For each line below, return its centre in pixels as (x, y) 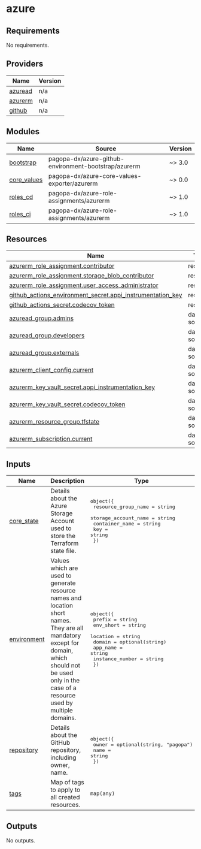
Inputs (19, 464)
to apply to (66, 790)
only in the (65, 681)
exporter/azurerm (73, 183)
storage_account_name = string (133, 518)
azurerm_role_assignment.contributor (62, 266)
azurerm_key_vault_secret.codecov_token (67, 404)
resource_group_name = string (134, 507)
